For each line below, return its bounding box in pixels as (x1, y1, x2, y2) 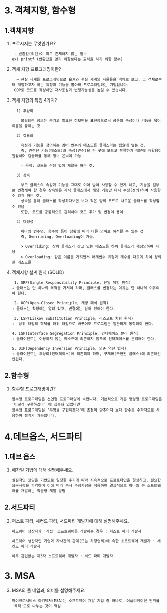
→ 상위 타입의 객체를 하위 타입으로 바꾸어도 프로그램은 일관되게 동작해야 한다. (11, 321, 154, 326)
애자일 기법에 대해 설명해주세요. (11, 467, 73, 473)
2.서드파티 (4, 503, 35, 512)
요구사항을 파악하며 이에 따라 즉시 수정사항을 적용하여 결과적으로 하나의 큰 (11, 483, 145, 488)
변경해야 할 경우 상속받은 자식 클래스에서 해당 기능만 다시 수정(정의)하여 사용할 (17, 188, 161, 193)
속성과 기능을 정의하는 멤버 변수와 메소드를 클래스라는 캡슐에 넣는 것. (21, 143, 146, 148)
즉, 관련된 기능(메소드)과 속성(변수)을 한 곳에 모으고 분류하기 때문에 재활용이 (21, 148, 162, 153)
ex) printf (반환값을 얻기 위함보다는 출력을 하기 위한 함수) (11, 57, 123, 62)
